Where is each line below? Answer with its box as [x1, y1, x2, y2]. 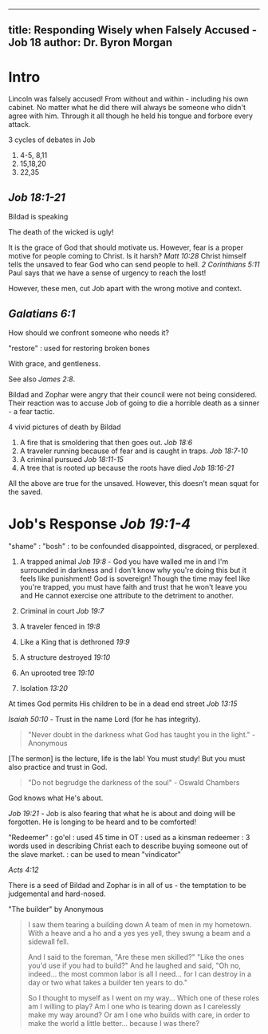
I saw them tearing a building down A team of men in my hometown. [27, 919, 252, 929]
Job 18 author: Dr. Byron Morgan [8, 36, 173, 49]
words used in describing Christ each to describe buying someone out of [8, 841, 249, 850]
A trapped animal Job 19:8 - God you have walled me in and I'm [19, 556, 229, 566]
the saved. [8, 487, 43, 496]
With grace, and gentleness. [8, 358, 101, 368]
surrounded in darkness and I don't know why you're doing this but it [19, 565, 247, 574]
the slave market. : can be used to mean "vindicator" [8, 849, 182, 858]
